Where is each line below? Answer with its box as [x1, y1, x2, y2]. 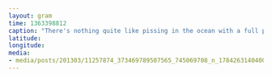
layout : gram [8, 11, 53, 20]
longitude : [8, 42, 45, 50]
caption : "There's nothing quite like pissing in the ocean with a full [8, 26, 259, 34]
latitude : [8, 34, 42, 43]
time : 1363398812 [8, 19, 67, 27]
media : [8, 49, 31, 57]
